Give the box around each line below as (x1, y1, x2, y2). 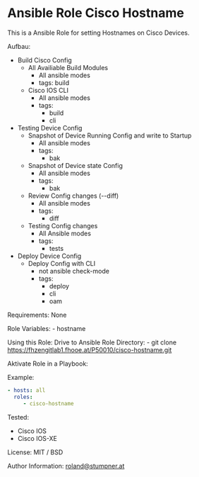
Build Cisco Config (17, 55, 72, 64)
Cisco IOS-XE (17, 434, 58, 442)
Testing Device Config (17, 123, 83, 132)
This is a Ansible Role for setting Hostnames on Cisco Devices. (7, 28, 190, 37)
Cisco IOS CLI (28, 86, 69, 94)
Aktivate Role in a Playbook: (7, 359, 88, 368)
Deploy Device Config (17, 252, 82, 260)
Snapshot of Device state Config (28, 161, 123, 169)
